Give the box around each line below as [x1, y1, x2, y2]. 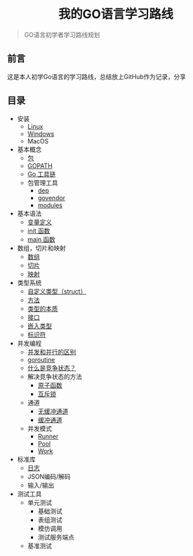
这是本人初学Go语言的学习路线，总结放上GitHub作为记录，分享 [7, 72, 186, 80]
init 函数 [27, 226, 50, 235]
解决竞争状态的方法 [27, 372, 83, 381]
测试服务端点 [37, 532, 74, 541]
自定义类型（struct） [27, 287, 87, 295]
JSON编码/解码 [27, 472, 71, 481]
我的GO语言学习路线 [58, 6, 174, 22]
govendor [37, 193, 65, 201]
